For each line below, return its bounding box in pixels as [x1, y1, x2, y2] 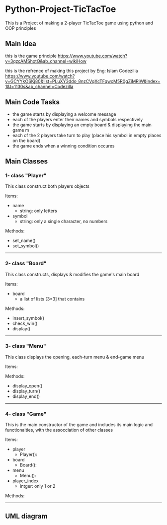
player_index [12, 478, 39, 484]
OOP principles [5, 25, 36, 31]
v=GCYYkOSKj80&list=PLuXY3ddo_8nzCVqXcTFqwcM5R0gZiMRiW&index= [5, 78, 161, 84]
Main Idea [5, 40, 36, 48]
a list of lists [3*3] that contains [19, 296, 85, 301]
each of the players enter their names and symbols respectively [12, 116, 143, 122]
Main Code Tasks [5, 98, 60, 106]
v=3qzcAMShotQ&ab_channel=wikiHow [5, 58, 87, 64]
